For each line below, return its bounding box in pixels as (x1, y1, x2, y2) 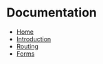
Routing (16, 42, 39, 50)
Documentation (6, 5, 98, 21)
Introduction (16, 34, 51, 43)
